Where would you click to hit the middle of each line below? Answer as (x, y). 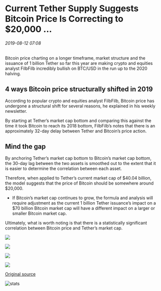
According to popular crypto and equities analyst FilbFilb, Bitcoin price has (80, 101)
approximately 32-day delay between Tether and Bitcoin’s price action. (76, 131)
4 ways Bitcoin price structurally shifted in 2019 (79, 89)
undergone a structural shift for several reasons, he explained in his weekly (80, 106)
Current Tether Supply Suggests (72, 9)
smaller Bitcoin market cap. (39, 213)
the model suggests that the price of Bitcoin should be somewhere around (80, 183)
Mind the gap (26, 146)
